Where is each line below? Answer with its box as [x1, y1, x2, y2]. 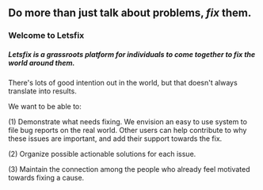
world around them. [8, 58, 75, 67]
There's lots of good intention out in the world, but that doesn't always [8, 78, 238, 88]
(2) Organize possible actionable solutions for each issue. [8, 150, 196, 159]
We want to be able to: [8, 102, 82, 112]
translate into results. [8, 86, 77, 96]
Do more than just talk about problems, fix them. [8, 6, 252, 20]
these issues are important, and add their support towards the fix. [8, 134, 223, 143]
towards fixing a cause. [8, 173, 85, 183]
